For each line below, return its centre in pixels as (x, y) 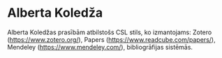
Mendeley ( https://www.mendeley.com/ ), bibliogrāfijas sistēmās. (100, 47)
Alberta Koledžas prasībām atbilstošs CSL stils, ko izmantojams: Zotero (110, 32)
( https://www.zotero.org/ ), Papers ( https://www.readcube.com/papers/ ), (111, 39)
